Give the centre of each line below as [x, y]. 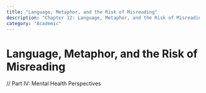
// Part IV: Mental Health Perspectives [54, 84]
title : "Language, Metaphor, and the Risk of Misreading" [82, 12]
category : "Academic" [34, 23]
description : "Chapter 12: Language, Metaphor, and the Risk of [90, 18]
